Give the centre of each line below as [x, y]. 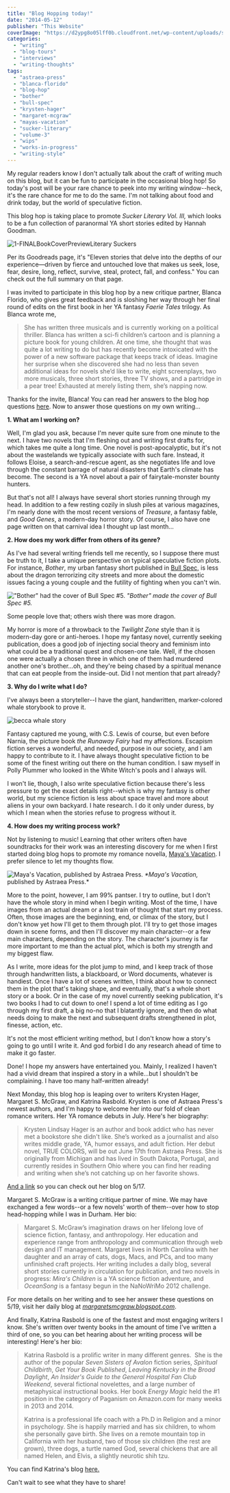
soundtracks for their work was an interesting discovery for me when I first [112, 846]
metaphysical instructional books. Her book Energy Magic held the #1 [122, 1391]
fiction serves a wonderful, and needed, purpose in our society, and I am [110, 748]
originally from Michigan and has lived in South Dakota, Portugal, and [121, 1158]
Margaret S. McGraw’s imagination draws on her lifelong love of [114, 1227]
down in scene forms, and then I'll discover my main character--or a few [109, 931]
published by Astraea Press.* [48, 881]
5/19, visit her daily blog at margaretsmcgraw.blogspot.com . [92, 1306]
